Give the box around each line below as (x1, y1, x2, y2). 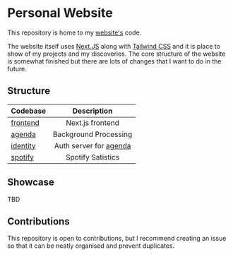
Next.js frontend (66, 118, 120, 128)
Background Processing (52, 129, 133, 139)
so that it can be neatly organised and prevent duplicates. (7, 241, 175, 250)
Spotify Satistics (66, 152, 120, 162)
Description (72, 106, 113, 116)
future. (7, 64, 27, 73)
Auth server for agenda (54, 141, 131, 150)
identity (11, 141, 37, 150)
